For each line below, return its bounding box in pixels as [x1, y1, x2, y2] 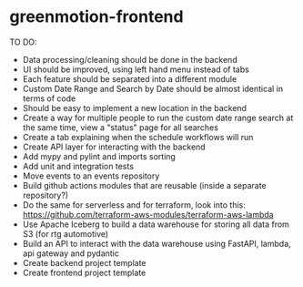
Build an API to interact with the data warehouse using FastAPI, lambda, [22, 238, 291, 249]
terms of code [22, 93, 76, 104]
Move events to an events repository [22, 170, 160, 181]
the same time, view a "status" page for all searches [22, 121, 218, 133]
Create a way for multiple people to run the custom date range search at [22, 112, 294, 123]
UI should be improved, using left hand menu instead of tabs [22, 64, 250, 75]
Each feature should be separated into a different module [22, 73, 237, 84]
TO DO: [9, 36, 38, 47]
